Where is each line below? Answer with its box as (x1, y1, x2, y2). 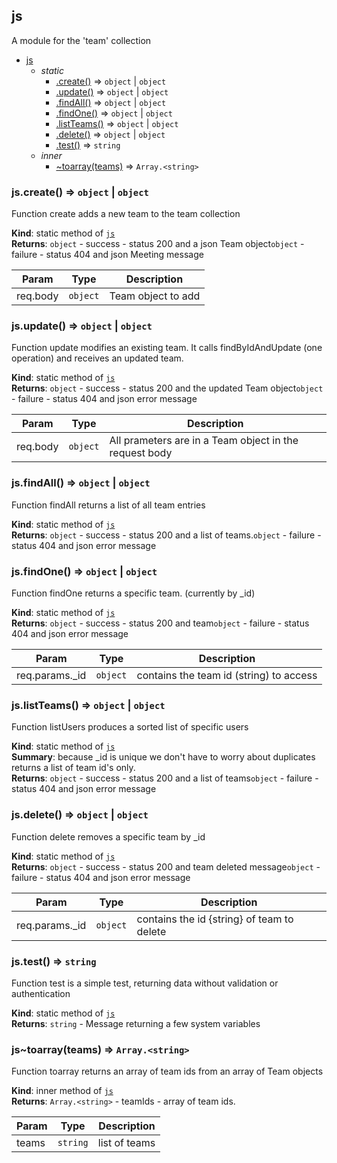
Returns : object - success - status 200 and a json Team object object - (11, 238, 305, 250)
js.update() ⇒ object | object (11, 319, 153, 333)
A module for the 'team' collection (11, 34, 152, 46)
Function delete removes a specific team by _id (11, 830, 206, 843)
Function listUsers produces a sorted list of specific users (11, 721, 249, 733)
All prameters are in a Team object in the (109, 434, 299, 448)
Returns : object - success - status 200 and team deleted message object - (11, 860, 321, 873)
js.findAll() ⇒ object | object (11, 476, 151, 490)
